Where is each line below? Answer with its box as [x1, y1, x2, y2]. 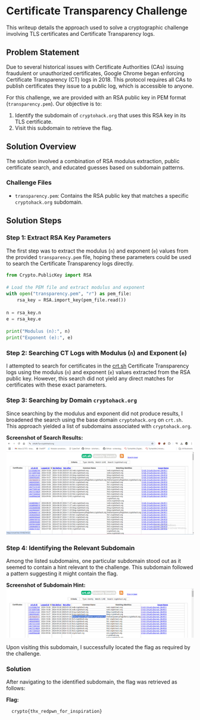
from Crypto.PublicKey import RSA [6, 272, 92, 278]
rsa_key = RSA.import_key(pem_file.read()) [17, 297, 127, 303]
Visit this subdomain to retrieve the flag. [14, 124, 113, 132]
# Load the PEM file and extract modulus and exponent [6, 285, 145, 291]
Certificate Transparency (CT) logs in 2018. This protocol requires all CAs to [6, 76, 192, 83]
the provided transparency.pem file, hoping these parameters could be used [6, 253, 192, 260]
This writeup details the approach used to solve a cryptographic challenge [6, 24, 189, 31]
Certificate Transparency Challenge [6, 4, 187, 18]
